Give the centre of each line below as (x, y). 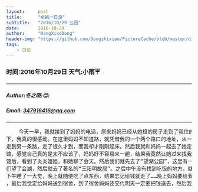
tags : (13, 45)
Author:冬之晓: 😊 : (28, 95)
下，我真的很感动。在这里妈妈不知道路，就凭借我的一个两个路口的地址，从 (96, 139)
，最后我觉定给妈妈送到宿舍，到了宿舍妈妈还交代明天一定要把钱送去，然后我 (99, 183)
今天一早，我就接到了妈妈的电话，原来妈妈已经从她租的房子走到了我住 (104, 132)
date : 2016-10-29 (35, 28)
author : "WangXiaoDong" (41, 34)
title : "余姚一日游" (36, 17)
